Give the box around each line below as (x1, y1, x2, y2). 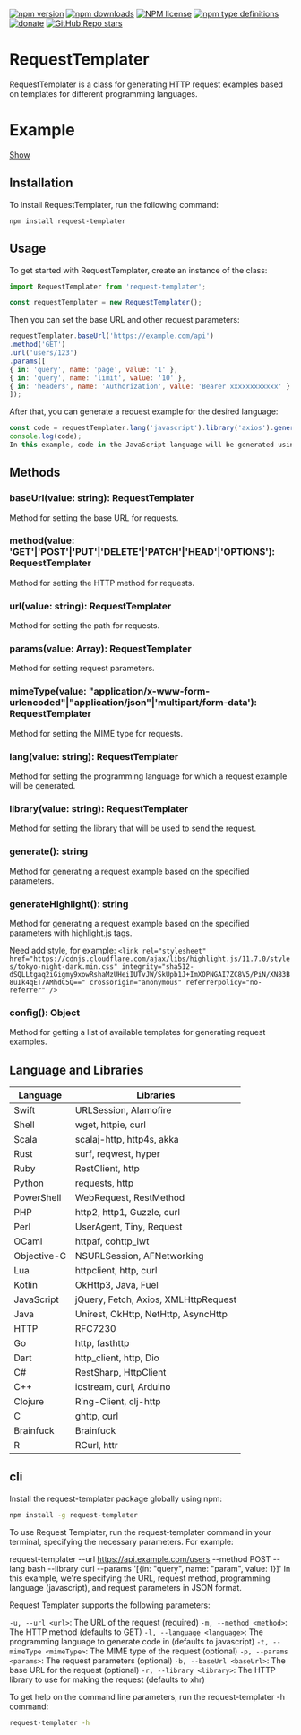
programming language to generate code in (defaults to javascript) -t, (9, 1636, 270, 1646)
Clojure (13, 1395, 45, 1408)
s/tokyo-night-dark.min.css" (9, 962, 118, 971)
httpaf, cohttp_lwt (74, 1235, 150, 1247)
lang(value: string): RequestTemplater (9, 750, 179, 763)
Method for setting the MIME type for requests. (9, 728, 184, 738)
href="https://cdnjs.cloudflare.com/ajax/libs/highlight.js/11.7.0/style (9, 954, 291, 963)
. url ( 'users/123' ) (9, 349, 78, 358)
